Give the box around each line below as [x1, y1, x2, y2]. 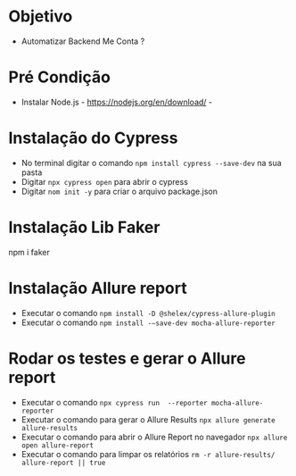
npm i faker [8, 246, 50, 257]
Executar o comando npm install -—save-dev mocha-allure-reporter [21, 317, 275, 328]
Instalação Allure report [8, 278, 188, 298]
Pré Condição [8, 67, 111, 88]
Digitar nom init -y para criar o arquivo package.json [21, 186, 218, 196]
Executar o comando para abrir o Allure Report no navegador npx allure [21, 431, 288, 442]
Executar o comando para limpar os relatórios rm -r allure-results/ [21, 448, 275, 459]
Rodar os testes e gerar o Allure [8, 348, 246, 368]
